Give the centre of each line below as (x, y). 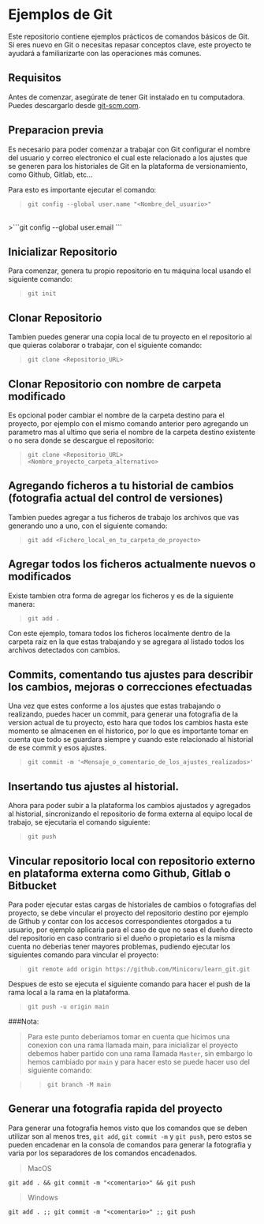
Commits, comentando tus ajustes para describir (131, 675)
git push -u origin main (68, 1007)
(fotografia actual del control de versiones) (115, 498)
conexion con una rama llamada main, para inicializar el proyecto (133, 1045)
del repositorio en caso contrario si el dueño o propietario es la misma (122, 938)
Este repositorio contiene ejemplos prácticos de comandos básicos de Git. (129, 36)
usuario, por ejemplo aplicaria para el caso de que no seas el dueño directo (131, 930)
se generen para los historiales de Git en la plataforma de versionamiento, (128, 166)
